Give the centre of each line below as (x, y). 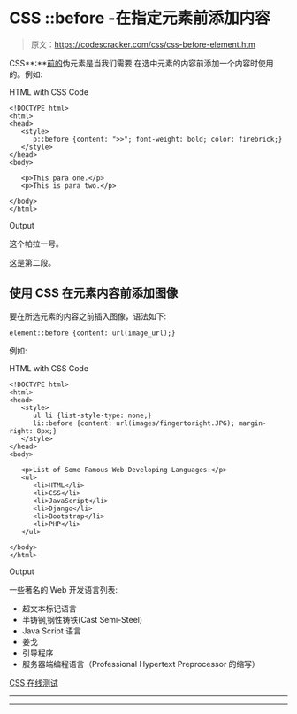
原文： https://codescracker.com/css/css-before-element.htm (143, 44)
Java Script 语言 (51, 631)
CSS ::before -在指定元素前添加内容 (140, 18)
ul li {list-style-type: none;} (92, 415)
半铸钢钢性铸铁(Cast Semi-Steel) (82, 619)
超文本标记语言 (49, 609)
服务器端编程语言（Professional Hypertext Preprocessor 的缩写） (141, 664)
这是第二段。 (32, 262)
